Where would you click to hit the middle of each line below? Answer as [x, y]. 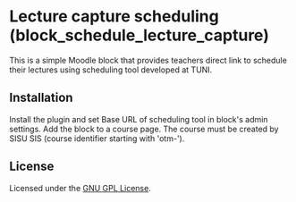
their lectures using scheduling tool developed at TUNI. [111, 70]
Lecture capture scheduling [114, 17]
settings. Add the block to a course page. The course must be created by [144, 129]
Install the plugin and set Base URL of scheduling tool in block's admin [139, 119]
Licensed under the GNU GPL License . [80, 188]
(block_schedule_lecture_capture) [140, 35]
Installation [41, 98]
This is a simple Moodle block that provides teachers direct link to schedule [148, 60]
